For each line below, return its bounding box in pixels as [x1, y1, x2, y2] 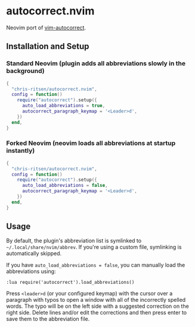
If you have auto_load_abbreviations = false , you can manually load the [6, 262, 185, 269]
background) [6, 67, 45, 75]
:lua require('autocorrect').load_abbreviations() [6, 280, 135, 286]
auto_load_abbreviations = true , [21, 103, 106, 109]
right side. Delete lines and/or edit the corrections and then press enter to [6, 309, 187, 316]
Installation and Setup [6, 41, 89, 52]
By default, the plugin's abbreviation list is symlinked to [6, 237, 142, 244]
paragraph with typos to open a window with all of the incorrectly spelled [6, 296, 186, 304]
